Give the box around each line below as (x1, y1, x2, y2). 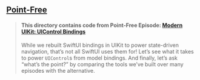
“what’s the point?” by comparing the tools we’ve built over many (21, 60, 184, 68)
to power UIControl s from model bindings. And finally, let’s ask (21, 54, 178, 61)
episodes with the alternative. (21, 67, 95, 74)
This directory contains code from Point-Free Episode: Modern (21, 21, 183, 29)
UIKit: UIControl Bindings (21, 28, 86, 35)
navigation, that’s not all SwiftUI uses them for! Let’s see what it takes (21, 48, 194, 55)
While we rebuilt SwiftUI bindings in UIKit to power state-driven (21, 42, 179, 49)
